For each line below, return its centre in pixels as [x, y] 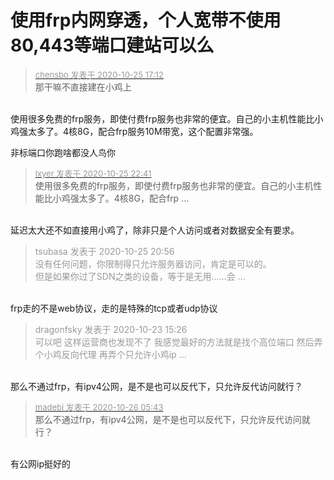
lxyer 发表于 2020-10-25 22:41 [93, 173]
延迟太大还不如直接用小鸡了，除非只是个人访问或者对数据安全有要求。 [155, 230]
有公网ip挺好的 [40, 463]
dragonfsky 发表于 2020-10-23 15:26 [111, 329]
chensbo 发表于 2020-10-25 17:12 [99, 74]
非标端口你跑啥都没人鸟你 [63, 152]
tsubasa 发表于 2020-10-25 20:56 [104, 251]
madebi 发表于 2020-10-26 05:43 [99, 407]
